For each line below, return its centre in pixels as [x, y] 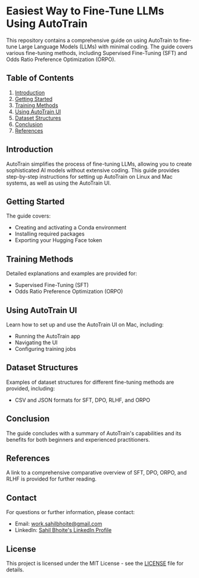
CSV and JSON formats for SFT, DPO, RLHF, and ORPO [83, 400]
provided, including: [31, 388]
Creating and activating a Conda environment [71, 228]
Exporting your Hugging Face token [58, 240]
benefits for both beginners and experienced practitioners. [78, 439]
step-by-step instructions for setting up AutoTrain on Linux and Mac [89, 176]
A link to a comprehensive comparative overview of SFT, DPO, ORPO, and [97, 473]
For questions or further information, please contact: [71, 512]
